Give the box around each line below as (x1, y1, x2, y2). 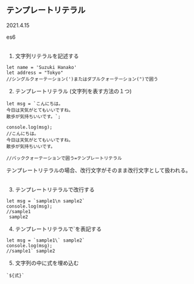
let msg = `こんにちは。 (6, 101, 63, 107)
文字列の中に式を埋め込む (15, 259, 79, 266)
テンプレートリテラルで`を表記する (15, 225, 102, 233)
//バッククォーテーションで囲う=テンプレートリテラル (6, 155, 122, 161)
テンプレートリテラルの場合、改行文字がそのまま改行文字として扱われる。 (6, 167, 192, 174)
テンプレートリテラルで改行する (15, 186, 95, 193)
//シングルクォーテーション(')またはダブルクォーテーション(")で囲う (6, 76, 158, 82)
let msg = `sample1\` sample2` (6, 237, 85, 243)
